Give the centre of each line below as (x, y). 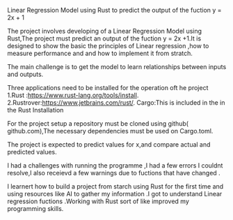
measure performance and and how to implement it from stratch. (100, 53)
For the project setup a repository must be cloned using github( (98, 124)
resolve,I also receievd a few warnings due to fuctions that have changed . (114, 173)
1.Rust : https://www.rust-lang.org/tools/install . (73, 95)
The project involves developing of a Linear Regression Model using (105, 31)
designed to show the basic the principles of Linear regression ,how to (108, 46)
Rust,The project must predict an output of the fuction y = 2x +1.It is (104, 38)
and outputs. (25, 74)
